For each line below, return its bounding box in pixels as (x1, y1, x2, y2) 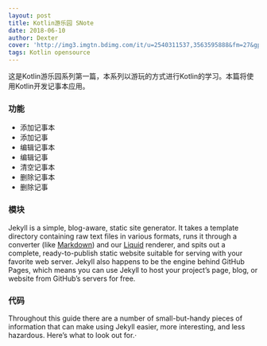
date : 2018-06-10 (8, 26, 66, 34)
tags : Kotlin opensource (8, 49, 91, 56)
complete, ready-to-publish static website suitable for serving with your (8, 248, 243, 258)
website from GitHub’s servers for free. (8, 274, 136, 283)
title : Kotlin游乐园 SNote (8, 19, 94, 27)
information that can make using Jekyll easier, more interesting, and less (8, 321, 246, 331)
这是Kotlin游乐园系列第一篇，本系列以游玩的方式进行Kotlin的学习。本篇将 (8, 72, 247, 80)
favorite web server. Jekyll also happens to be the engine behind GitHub (8, 256, 245, 266)
